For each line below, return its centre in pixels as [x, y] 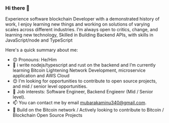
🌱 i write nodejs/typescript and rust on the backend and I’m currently [84, 65]
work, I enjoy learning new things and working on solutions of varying [78, 24]
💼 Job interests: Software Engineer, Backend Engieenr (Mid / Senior [83, 92]
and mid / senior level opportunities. [50, 86]
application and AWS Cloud [41, 76]
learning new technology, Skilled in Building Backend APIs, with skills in [79, 35]
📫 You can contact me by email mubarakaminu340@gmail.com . [79, 103]
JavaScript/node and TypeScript [39, 40]
